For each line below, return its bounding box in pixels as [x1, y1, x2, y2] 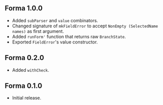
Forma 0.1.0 [5, 82, 43, 90]
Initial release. [12, 95, 42, 101]
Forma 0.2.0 [5, 54, 44, 62]
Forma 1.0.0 [5, 4, 43, 13]
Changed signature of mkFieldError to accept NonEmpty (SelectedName [12, 23, 158, 29]
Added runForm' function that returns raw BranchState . [12, 33, 126, 39]
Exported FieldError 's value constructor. [12, 39, 98, 45]
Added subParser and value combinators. [12, 17, 98, 23]
